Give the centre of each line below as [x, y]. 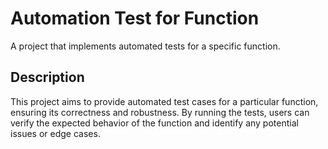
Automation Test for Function [135, 18]
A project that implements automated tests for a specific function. [145, 46]
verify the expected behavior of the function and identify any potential [154, 123]
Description [47, 77]
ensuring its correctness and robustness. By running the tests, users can [160, 112]
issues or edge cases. [55, 133]
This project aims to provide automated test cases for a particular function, [164, 101]
